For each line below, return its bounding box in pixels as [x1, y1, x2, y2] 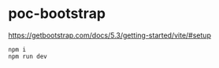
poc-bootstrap [8, 5, 106, 23]
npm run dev [8, 52, 47, 60]
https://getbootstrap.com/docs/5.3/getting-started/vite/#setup [8, 30, 211, 40]
